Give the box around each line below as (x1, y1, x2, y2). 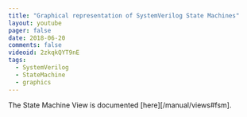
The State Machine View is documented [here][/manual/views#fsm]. (8, 100, 232, 110)
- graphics (15, 78, 52, 86)
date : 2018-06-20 (8, 33, 66, 42)
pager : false (8, 26, 52, 34)
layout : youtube (8, 19, 62, 27)
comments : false (8, 41, 62, 49)
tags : (8, 57, 26, 64)
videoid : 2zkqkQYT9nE (8, 49, 80, 57)
